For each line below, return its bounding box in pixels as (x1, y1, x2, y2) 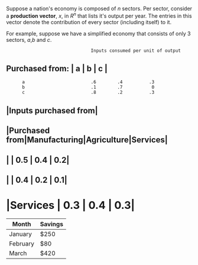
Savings (40, 220, 64, 228)
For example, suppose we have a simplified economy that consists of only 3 (6, 30, 191, 37)
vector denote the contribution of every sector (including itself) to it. (6, 18, 172, 25)
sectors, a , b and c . (6, 36, 52, 43)
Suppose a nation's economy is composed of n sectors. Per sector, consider (6, 5, 193, 12)
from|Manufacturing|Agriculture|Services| (6, 135, 168, 145)
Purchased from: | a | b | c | (6, 64, 108, 74)
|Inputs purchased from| (6, 106, 99, 116)
